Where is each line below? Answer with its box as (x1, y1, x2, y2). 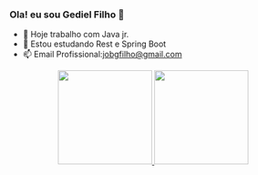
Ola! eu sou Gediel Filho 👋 (9, 8, 125, 21)
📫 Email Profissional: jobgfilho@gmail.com (22, 49, 182, 60)
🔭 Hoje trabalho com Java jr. (22, 29, 129, 40)
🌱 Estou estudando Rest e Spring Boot (22, 38, 167, 49)
